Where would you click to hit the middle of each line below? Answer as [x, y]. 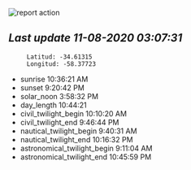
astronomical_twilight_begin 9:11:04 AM [86, 148]
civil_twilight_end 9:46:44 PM [69, 122]
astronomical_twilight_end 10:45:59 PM [86, 157]
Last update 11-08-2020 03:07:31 [95, 38]
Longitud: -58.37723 [61, 64]
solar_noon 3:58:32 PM [59, 96]
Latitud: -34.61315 [59, 57]
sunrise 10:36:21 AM [54, 79]
